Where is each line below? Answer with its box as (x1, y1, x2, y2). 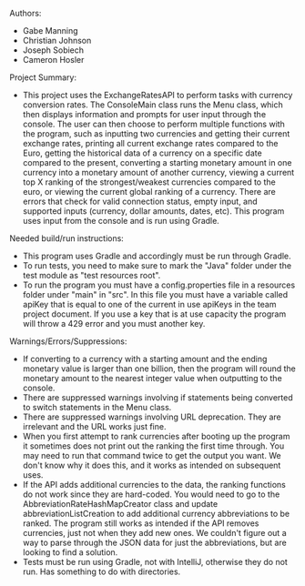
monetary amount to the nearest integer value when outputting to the (22, 373, 282, 383)
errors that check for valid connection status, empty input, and (22, 196, 258, 207)
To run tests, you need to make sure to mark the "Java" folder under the (22, 260, 292, 271)
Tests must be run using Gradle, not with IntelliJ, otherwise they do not (22, 557, 289, 567)
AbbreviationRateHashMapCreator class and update (22, 499, 219, 509)
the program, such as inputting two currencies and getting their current (22, 128, 290, 139)
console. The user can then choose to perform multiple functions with (22, 118, 285, 129)
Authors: (9, 8, 42, 18)
